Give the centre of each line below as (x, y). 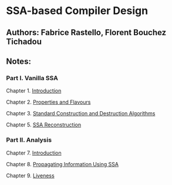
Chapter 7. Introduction (34, 153)
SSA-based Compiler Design (77, 11)
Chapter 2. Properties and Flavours (48, 102)
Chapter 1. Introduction (34, 91)
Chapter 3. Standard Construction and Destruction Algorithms (81, 114)
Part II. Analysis (29, 140)
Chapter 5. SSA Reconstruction (44, 125)
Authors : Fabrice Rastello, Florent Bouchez (86, 32)
